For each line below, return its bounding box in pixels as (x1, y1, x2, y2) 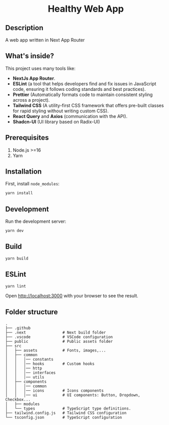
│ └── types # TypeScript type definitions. (5, 406, 131, 411)
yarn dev (5, 228, 24, 233)
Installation (5, 167, 42, 176)
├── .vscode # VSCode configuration (5, 335, 113, 340)
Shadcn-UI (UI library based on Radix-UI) (12, 119, 101, 125)
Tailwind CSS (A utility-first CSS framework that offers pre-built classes (12, 102, 164, 108)
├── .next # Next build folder (5, 330, 106, 335)
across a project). (12, 97, 50, 103)
